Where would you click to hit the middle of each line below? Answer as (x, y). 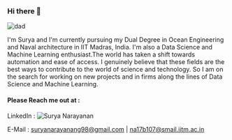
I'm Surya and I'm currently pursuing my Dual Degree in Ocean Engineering (116, 40)
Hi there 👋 (24, 11)
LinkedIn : (21, 116)
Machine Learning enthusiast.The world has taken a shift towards (101, 54)
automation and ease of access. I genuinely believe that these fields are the (116, 62)
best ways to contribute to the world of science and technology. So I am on (115, 70)
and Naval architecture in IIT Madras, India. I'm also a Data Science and (110, 47)
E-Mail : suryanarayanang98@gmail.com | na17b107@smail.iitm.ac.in (106, 129)
